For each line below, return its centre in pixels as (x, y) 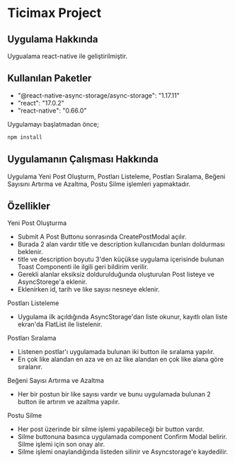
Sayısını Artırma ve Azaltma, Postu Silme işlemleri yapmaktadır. (99, 184)
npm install (25, 137)
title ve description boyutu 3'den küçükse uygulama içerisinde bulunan (121, 259)
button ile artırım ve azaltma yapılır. (69, 402)
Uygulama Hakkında (53, 39)
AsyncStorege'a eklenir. (52, 282)
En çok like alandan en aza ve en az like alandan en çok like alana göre (121, 360)
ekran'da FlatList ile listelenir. (60, 324)
